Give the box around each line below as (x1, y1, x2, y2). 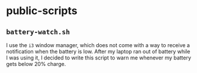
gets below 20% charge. (6, 61, 66, 67)
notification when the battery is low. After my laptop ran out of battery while (6, 48, 190, 55)
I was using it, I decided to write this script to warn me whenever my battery (6, 54, 191, 61)
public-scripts (6, 4, 78, 18)
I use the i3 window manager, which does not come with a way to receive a (6, 42, 190, 48)
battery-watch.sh (6, 28, 70, 36)
